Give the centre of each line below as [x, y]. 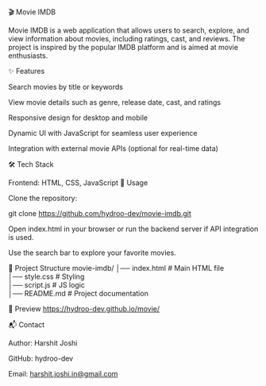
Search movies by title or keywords [66, 87]
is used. [21, 237]
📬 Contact [27, 324]
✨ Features [27, 71]
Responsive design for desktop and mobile [78, 118]
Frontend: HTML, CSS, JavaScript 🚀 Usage [78, 183]
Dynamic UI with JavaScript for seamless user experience [103, 133]
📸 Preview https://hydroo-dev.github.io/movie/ [84, 309]
